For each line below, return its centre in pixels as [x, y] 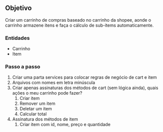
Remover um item [37, 103]
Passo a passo [23, 67]
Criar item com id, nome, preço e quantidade [65, 125]
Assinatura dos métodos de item [45, 119]
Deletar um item [36, 109]
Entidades [17, 38]
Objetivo [18, 8]
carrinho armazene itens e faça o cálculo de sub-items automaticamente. [80, 25]
